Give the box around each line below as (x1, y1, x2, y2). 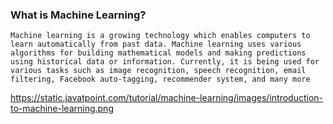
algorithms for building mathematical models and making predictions (10, 48, 307, 58)
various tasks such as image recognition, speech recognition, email (10, 66, 307, 76)
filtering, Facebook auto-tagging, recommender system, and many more (10, 74, 311, 85)
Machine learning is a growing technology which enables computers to (10, 31, 311, 41)
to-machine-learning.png (10, 103, 114, 115)
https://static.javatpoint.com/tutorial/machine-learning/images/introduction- (10, 92, 324, 104)
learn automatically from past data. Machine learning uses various (10, 39, 302, 50)
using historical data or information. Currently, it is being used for (10, 57, 320, 67)
